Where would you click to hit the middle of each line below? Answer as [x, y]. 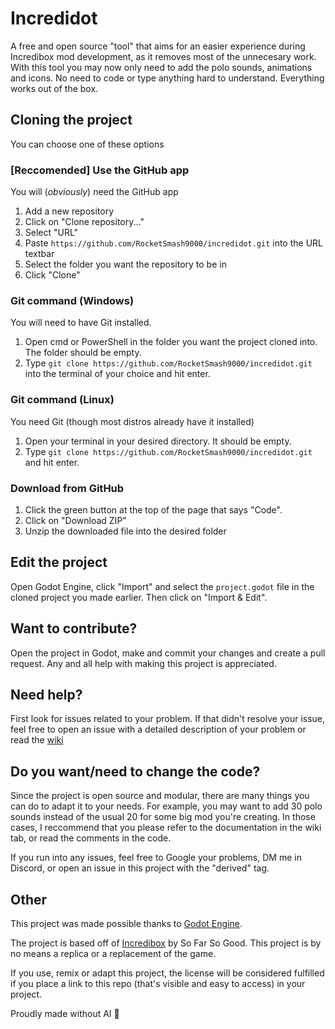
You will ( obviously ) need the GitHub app [94, 192]
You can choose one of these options [87, 144]
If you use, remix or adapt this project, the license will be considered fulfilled [167, 973]
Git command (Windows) [72, 300]
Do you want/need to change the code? [135, 771]
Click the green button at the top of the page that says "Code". [153, 509]
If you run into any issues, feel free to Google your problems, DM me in [156, 858]
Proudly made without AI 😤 [65, 1013]
